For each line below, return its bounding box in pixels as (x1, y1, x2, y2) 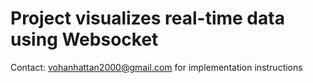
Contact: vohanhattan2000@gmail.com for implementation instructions (10, 61, 303, 73)
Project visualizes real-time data (10, 7, 285, 30)
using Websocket (10, 28, 159, 51)
